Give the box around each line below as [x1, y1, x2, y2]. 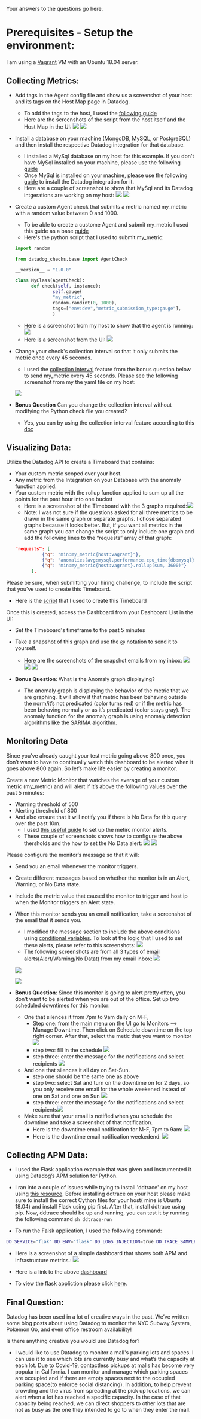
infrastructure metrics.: [14, 1257, 72, 1264]
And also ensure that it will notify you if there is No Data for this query [14, 813, 187, 820]
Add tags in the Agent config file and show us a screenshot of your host [14, 91, 193, 99]
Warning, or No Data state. [14, 880, 81, 887]
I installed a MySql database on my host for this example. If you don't [23, 152, 194, 160]
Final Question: [6, 1297, 64, 1307]
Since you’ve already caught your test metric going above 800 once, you [6, 752, 186, 759]
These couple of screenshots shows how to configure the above [23, 832, 183, 840]
